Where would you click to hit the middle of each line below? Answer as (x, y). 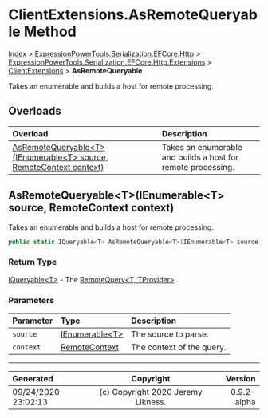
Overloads (35, 111)
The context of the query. (179, 347)
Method (50, 32)
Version (240, 379)
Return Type (33, 262)
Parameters (31, 300)
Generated (33, 379)
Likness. (151, 402)
